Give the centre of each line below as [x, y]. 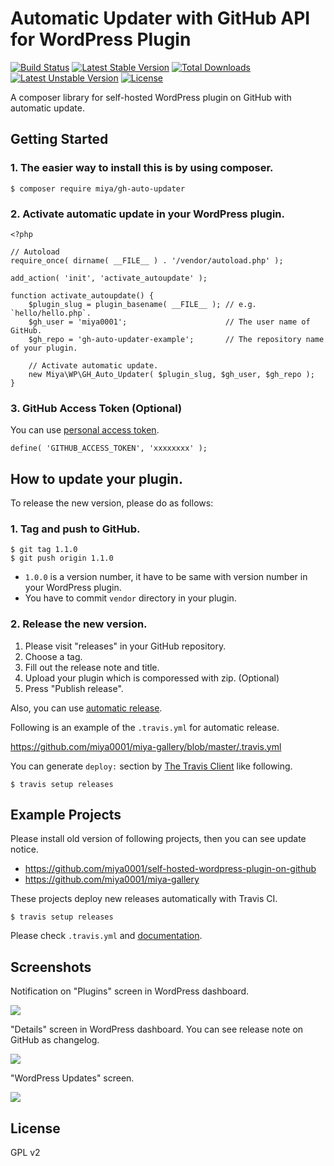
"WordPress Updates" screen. [72, 1078]
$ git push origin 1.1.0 [62, 558]
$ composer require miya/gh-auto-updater [98, 188]
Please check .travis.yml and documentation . [106, 936]
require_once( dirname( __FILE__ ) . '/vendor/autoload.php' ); [147, 260]
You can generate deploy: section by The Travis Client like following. [151, 766]
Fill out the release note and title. [92, 667]
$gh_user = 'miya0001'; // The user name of [169, 322]
